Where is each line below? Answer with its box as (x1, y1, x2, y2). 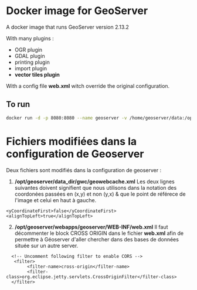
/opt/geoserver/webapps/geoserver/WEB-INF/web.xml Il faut (14, 223, 168, 230)
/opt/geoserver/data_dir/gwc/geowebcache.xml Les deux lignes (14, 178, 175, 185)
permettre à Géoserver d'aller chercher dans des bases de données (14, 236, 179, 243)
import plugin (14, 64, 47, 71)
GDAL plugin (14, 52, 45, 59)
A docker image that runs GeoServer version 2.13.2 (6, 23, 129, 30)
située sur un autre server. (14, 242, 79, 249)
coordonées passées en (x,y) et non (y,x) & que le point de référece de (14, 190, 186, 197)
